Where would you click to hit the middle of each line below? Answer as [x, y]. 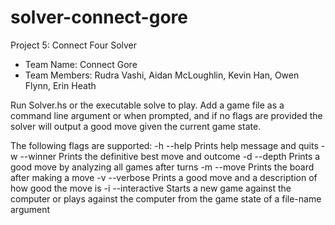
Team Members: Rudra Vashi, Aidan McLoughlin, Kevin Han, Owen [162, 75]
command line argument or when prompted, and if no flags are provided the [166, 115]
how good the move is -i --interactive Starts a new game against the [151, 188]
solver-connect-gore [99, 17]
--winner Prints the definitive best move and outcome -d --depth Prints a [170, 156]
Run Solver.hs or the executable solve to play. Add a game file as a [147, 105]
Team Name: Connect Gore [81, 64]
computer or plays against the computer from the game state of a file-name [166, 198]
